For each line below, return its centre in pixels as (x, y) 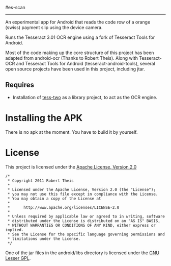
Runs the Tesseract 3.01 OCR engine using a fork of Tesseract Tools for (80, 37)
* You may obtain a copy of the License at (54, 199)
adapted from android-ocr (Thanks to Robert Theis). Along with (72, 58)
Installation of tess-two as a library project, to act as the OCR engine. (85, 97)
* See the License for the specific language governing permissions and (86, 234)
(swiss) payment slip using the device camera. (54, 27)
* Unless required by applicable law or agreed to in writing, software (86, 216)
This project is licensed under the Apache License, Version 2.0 (71, 167)
